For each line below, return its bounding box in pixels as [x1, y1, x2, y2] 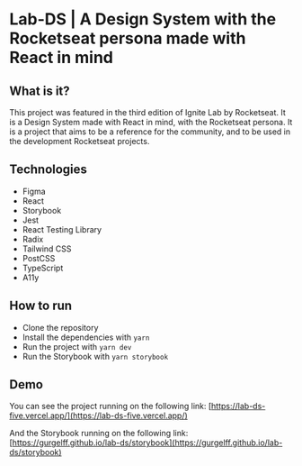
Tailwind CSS [22, 243, 72, 254]
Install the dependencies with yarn [22, 332, 150, 343]
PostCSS [22, 252, 56, 263]
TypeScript [22, 262, 64, 273]
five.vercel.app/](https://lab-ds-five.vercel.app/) [9, 410, 189, 421]
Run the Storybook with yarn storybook [22, 351, 169, 361]
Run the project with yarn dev [22, 341, 132, 352]
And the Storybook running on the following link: [9, 428, 189, 439]
